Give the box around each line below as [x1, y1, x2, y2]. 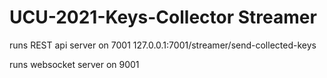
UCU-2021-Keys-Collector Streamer [9, 6, 317, 29]
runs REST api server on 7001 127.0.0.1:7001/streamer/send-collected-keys [9, 39, 317, 51]
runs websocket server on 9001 [9, 58, 140, 70]
